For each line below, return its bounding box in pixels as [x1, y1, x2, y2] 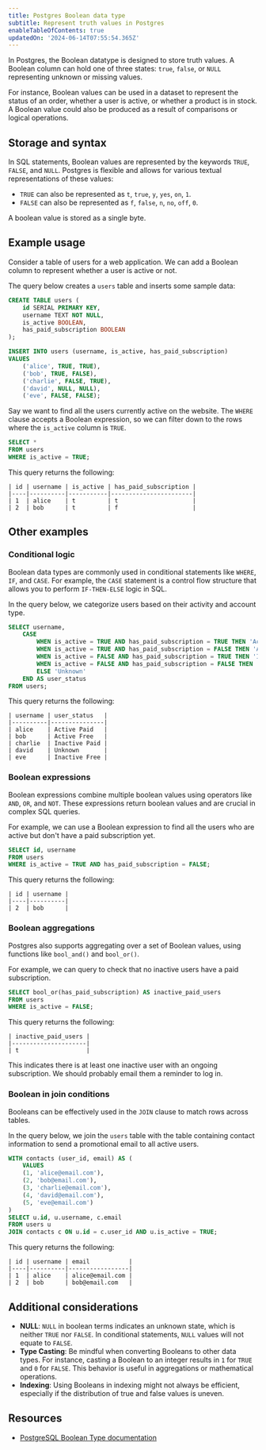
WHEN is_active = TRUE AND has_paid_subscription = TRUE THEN [36, 638, 246, 646]
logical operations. [8, 113, 69, 123]
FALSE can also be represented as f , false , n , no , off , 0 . [19, 198, 199, 207]
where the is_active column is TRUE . [8, 423, 127, 433]
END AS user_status [22, 675, 87, 683]
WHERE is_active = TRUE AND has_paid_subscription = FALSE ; [8, 860, 211, 869]
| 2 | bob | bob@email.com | [8, 1279, 133, 1287]
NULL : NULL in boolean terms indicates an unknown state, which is [19, 1321, 236, 1331]
